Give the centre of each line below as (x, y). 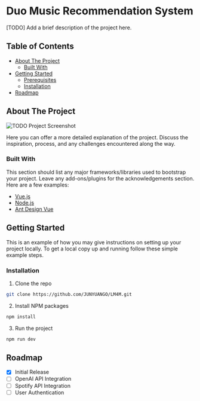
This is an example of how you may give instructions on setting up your (94, 242)
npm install (21, 317)
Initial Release (32, 372)
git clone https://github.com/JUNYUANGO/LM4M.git (69, 294)
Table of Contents (40, 46)
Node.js (24, 203)
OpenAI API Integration (43, 379)
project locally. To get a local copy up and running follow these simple (92, 249)
